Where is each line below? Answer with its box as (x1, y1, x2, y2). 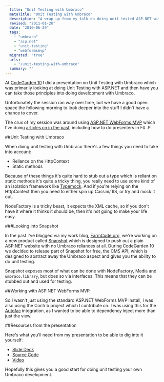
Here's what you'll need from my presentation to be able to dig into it (5, 332, 143, 337)
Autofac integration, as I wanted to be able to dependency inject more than (5, 308, 156, 314)
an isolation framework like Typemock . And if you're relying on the (5, 183, 139, 189)
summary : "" (9, 67, 34, 71)
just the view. (5, 313, 32, 318)
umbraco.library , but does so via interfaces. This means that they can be (5, 273, 152, 279)
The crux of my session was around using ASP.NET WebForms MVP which (5, 119, 155, 125)
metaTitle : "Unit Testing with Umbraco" (9, 12, 93, 17)
